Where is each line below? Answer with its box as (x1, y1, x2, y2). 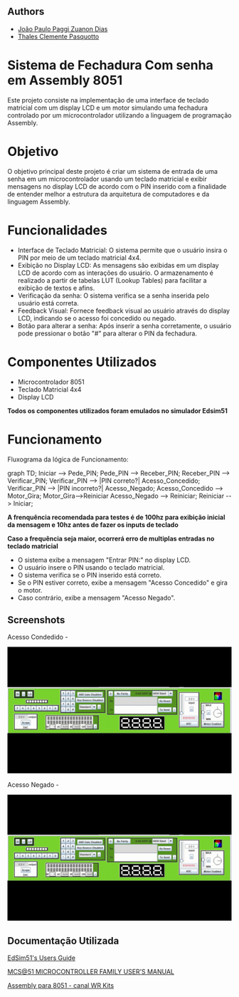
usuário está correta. (17, 298, 80, 307)
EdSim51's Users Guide (7, 954, 76, 962)
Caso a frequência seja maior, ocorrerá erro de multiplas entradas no (7, 534, 215, 543)
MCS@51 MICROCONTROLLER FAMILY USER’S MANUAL (7, 968, 174, 976)
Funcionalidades (7, 222, 108, 238)
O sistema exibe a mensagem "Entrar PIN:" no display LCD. (17, 555, 191, 564)
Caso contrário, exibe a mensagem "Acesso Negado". (17, 593, 176, 602)
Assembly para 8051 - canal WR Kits (7, 981, 115, 990)
